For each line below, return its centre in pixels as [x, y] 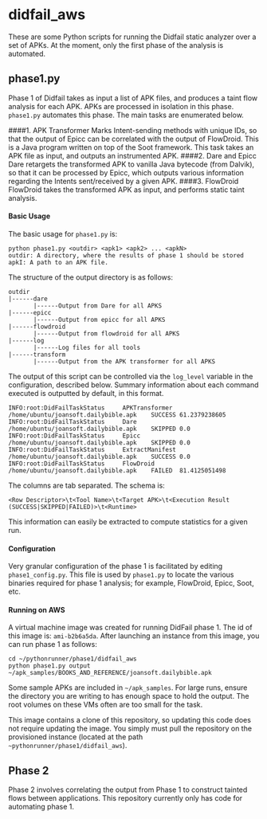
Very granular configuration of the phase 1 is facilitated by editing [116, 566]
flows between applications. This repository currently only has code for [126, 798]
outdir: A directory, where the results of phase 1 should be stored [126, 255]
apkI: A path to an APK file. [59, 262]
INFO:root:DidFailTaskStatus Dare [73, 421]
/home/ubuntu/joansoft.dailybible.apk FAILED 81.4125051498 [117, 470]
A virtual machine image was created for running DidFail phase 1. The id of [130, 628]
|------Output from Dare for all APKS [97, 306]
